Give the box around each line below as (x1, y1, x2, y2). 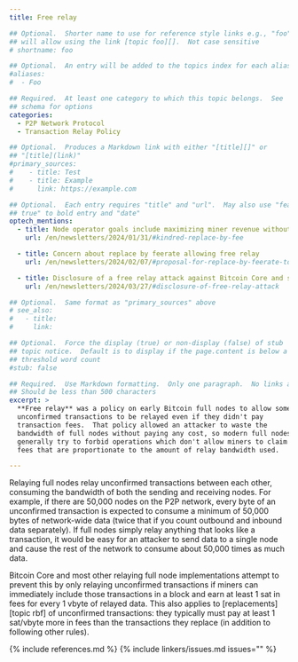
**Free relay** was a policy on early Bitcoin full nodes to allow (17, 405, 272, 414)
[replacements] (222, 598, 278, 609)
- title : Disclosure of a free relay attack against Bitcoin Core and (17, 273, 284, 282)
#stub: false (9, 363, 58, 373)
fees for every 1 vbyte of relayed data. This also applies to (9, 598, 221, 609)
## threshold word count (9, 355, 101, 364)
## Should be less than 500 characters (9, 388, 157, 397)
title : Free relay (9, 12, 77, 22)
